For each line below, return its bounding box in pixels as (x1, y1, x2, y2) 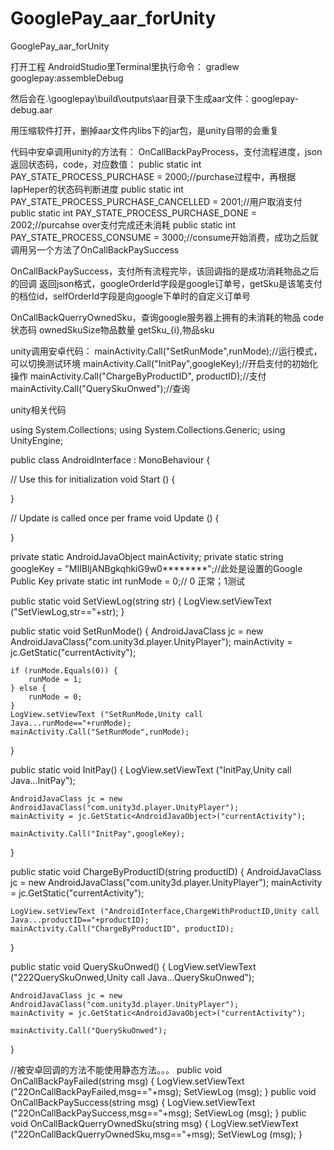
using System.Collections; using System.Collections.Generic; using (10, 423, 286, 436)
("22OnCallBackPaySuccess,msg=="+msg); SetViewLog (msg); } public (10, 1107, 307, 1119)
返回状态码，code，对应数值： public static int (10, 158, 202, 170)
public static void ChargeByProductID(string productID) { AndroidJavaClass (10, 865, 322, 877)
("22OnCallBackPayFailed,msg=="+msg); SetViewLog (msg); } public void (10, 1085, 317, 1097)
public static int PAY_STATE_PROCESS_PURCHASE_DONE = (10, 207, 258, 219)
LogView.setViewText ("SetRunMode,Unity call (10, 709, 203, 719)
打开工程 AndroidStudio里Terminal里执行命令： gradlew (10, 60, 240, 72)
